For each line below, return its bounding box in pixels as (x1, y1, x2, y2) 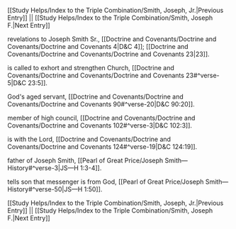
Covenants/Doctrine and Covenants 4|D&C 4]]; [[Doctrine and (7, 43, 189, 50)
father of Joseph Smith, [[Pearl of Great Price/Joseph (7, 156, 164, 164)
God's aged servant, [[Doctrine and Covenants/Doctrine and (7, 92, 184, 101)
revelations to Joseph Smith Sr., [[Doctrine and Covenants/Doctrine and (7, 35, 217, 43)
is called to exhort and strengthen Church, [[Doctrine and (7, 64, 175, 72)
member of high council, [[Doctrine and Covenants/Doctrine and (7, 113, 196, 122)
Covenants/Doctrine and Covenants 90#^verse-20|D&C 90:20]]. (7, 100, 195, 108)
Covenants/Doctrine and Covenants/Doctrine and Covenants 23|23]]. (7, 50, 210, 58)
